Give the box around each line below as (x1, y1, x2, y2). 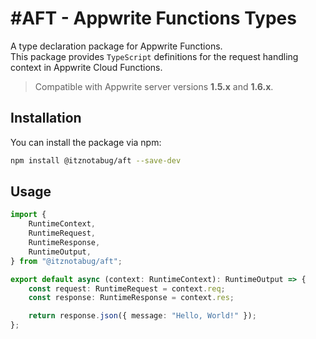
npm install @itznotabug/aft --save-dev (10, 155, 182, 166)
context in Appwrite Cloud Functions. (10, 61, 163, 73)
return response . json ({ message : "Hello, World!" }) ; (28, 311, 257, 321)
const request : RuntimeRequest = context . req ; (28, 283, 226, 294)
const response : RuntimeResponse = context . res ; (28, 293, 235, 303)
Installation (10, 110, 82, 127)
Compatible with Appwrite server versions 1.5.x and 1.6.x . (34, 80, 274, 92)
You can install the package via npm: (10, 136, 162, 148)
